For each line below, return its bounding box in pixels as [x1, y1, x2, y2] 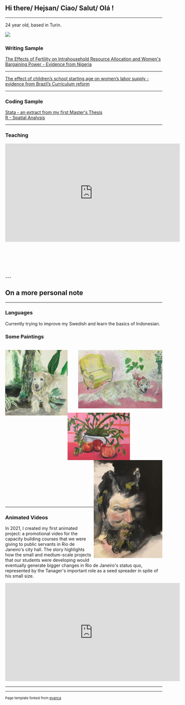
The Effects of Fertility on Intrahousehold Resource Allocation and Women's [5, 56, 161, 62]
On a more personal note [5, 289, 83, 297]
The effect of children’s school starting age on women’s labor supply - [5, 76, 149, 82]
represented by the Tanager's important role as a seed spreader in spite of [5, 568, 159, 574]
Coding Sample [5, 98, 43, 105]
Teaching [5, 132, 28, 139]
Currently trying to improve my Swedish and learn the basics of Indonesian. [5, 320, 161, 326]
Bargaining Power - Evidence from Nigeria [5, 61, 92, 67]
